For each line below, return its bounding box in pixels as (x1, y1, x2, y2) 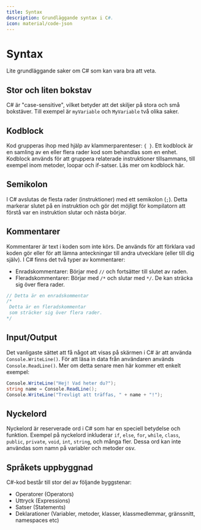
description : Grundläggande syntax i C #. (6, 15, 114, 21)
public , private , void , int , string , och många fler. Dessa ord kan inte (6, 438, 181, 445)
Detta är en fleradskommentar (9, 304, 86, 310)
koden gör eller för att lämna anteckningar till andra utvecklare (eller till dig (6, 249, 195, 257)
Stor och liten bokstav (6, 85, 92, 95)
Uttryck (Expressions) (15, 497, 70, 504)
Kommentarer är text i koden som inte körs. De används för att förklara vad (6, 243, 195, 250)
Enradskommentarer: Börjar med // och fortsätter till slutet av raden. (15, 268, 188, 275)
